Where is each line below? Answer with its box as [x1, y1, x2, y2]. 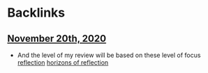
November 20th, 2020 [7, 33, 107, 44]
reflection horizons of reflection [17, 58, 109, 67]
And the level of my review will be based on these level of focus [17, 51, 201, 59]
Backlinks [7, 5, 66, 21]
